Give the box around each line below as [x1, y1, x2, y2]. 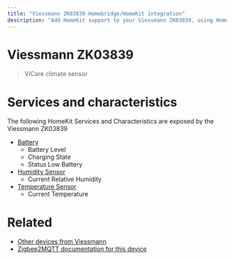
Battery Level [27, 146, 66, 154]
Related [7, 214, 52, 230]
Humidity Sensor [17, 168, 66, 176]
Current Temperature [27, 190, 88, 199]
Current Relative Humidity [27, 175, 102, 183]
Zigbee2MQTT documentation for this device [17, 245, 147, 253]
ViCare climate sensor [24, 70, 88, 78]
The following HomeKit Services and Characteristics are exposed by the [7, 117, 214, 125]
